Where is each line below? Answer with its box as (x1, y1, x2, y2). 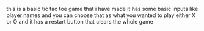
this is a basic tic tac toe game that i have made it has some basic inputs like (6, 5, 199, 12)
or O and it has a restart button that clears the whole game (6, 18, 154, 25)
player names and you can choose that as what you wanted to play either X (6, 12, 196, 19)
